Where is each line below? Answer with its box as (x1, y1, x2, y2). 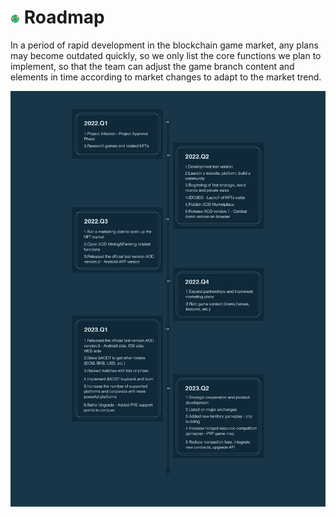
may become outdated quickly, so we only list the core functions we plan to (10, 49, 322, 61)
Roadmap (23, 6, 105, 29)
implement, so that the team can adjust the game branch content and (10, 60, 295, 72)
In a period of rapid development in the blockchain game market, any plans (10, 39, 319, 51)
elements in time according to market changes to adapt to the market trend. (10, 71, 322, 83)
